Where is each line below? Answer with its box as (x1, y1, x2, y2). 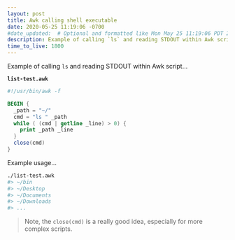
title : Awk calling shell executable (7, 17, 117, 24)
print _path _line (20, 127, 73, 134)
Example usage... (7, 158, 57, 167)
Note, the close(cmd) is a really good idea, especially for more (24, 218, 203, 226)
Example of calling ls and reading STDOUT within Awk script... (7, 62, 188, 70)
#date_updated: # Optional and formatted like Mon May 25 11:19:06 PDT (7, 29, 224, 37)
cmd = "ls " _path (13, 113, 68, 120)
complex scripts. (24, 225, 73, 233)
